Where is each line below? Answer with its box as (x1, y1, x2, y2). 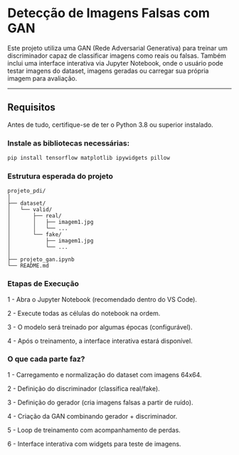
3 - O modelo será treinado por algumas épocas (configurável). (7, 322, 193, 331)
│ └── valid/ (7, 206, 53, 213)
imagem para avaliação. (7, 73, 78, 83)
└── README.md (7, 262, 50, 270)
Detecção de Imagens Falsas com (7, 5, 210, 21)
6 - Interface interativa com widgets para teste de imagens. (7, 439, 181, 448)
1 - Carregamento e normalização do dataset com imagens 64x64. (7, 370, 202, 379)
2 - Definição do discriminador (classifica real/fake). (7, 384, 160, 393)
